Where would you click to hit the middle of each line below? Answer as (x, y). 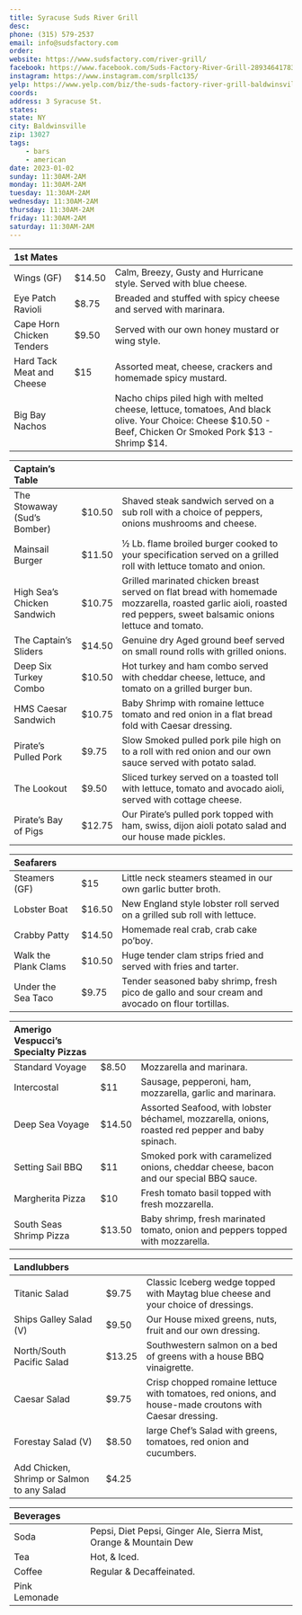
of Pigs (29, 830)
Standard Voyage (50, 1067)
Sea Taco (34, 998)
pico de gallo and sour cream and (192, 992)
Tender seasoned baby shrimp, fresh (200, 981)
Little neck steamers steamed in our (197, 877)
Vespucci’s (38, 1041)
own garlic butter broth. (171, 889)
